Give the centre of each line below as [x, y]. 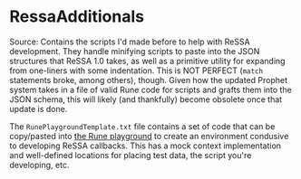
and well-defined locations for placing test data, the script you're [131, 155]
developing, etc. [39, 165]
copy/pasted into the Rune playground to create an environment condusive [149, 136]
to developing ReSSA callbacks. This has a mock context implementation [146, 146]
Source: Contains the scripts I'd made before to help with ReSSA [130, 42]
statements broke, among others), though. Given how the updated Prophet [149, 80]
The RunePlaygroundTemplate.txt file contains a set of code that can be [142, 126]
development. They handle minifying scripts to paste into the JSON [135, 51]
